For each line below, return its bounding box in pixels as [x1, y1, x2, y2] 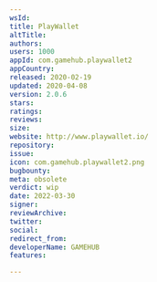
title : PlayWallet [9, 22, 79, 31]
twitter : [9, 216, 43, 226]
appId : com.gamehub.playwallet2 [9, 56, 132, 65]
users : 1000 [9, 47, 55, 57]
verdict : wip [9, 183, 59, 193]
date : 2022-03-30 [9, 192, 76, 201]
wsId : [9, 13, 30, 23]
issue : [9, 149, 35, 158]
